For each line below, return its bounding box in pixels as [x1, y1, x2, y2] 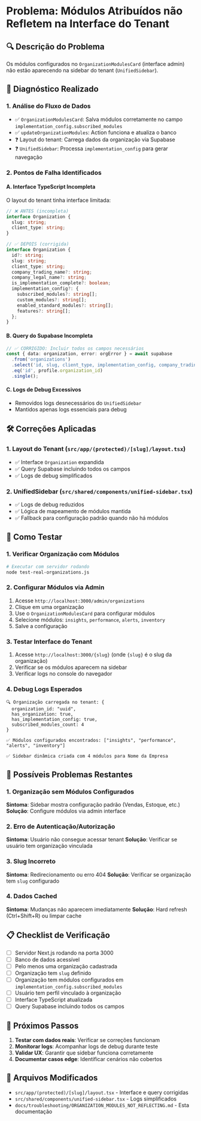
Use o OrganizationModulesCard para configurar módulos [14, 610, 156, 617]
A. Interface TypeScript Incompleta [6, 183, 96, 190]
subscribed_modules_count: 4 [11, 722, 84, 728]
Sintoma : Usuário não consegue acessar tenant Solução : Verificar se [6, 836, 178, 843]
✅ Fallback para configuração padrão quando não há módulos [14, 514, 169, 522]
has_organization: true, [11, 711, 74, 717]
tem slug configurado [6, 877, 60, 884]
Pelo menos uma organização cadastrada [14, 962, 118, 969]
